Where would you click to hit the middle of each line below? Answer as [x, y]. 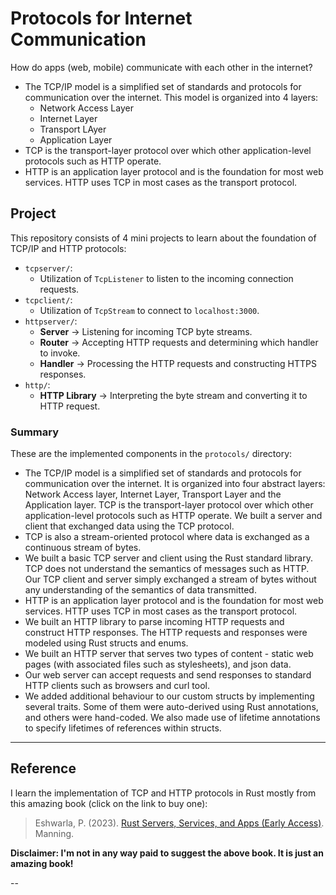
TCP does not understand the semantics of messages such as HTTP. [167, 569]
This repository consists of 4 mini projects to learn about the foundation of [163, 238]
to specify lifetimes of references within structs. [123, 728]
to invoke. [60, 353]
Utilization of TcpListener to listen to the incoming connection [166, 278]
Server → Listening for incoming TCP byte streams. [146, 331]
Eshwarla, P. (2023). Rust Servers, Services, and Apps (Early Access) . [179, 823]
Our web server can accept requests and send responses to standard [168, 675]
